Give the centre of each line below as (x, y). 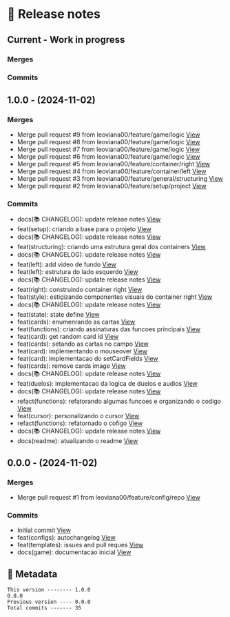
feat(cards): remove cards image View (71, 366)
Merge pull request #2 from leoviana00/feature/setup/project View (112, 186)
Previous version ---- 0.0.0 (49, 602)
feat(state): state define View (58, 315)
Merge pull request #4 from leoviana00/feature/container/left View (112, 171)
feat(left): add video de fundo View (67, 264)
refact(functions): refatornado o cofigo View (80, 423)
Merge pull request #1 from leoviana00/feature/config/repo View (109, 498)
